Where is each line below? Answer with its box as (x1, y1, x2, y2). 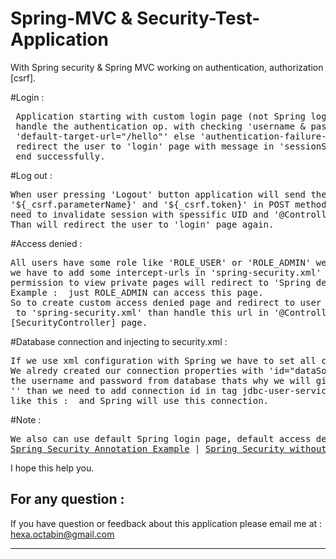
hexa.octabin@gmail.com (10, 528, 115, 540)
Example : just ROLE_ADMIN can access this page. (10, 287, 264, 298)
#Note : (10, 413, 42, 426)
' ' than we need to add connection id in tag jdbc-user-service (10, 385, 333, 396)
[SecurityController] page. (10, 317, 148, 328)
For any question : (10, 491, 125, 508)
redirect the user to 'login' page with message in (15, 140, 275, 152)
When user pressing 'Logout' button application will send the (10, 188, 327, 200)
